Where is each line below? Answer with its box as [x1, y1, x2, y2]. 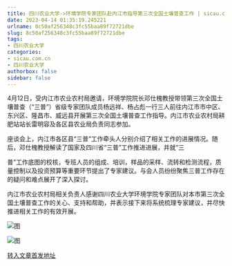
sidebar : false [7, 74, 51, 82]
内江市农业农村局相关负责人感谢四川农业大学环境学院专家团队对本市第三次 [7, 190, 219, 198]
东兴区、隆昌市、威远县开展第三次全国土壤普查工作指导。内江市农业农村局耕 [7, 111, 225, 120]
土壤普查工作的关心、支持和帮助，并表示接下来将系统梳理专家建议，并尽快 [12, 198, 225, 207]
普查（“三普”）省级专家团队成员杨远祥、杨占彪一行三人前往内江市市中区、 [12, 103, 224, 111]
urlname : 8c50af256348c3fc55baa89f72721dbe [7, 23, 135, 30]
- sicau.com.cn [7, 55, 51, 62]
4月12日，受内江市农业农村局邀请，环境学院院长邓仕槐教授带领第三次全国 [7, 94, 217, 102]
